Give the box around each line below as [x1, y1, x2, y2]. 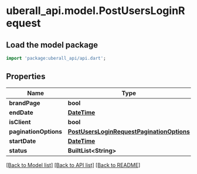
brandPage [9, 98, 40, 107]
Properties [6, 71, 46, 81]
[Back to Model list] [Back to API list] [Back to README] [6, 161, 141, 168]
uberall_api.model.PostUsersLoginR [6, 4, 185, 18]
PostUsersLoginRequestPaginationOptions [67, 127, 191, 135]
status [9, 146, 28, 155]
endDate [9, 108, 33, 117]
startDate [9, 137, 36, 145]
